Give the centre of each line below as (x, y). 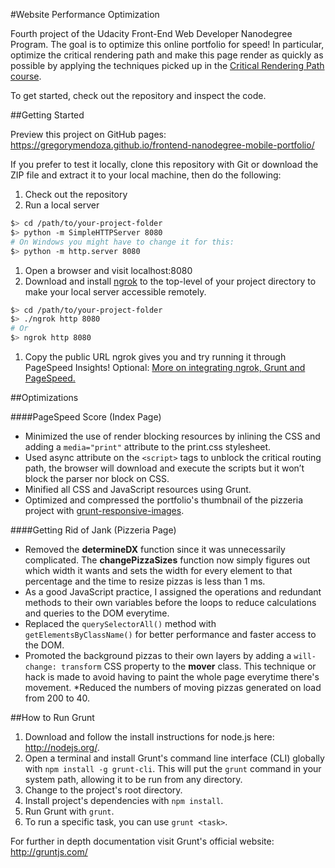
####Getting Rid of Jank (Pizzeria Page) (93, 530)
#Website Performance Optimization (85, 14)
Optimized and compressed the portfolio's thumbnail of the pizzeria (164, 500)
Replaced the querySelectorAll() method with (120, 623)
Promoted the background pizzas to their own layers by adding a (158, 655)
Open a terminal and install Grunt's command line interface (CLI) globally (174, 758)
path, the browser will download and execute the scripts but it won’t (164, 468)
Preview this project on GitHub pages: (88, 134)
